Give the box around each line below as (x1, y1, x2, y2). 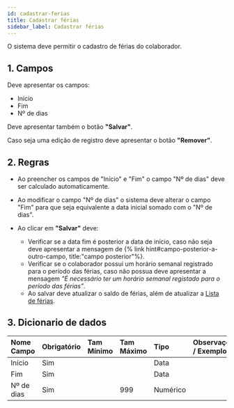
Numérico (153, 384, 187, 394)
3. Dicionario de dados (7, 317, 107, 329)
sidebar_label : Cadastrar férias (7, 23, 104, 30)
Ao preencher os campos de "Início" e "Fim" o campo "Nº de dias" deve (17, 175, 225, 183)
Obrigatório (41, 342, 81, 352)
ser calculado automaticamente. (17, 182, 110, 190)
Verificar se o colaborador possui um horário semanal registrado (27, 260, 214, 268)
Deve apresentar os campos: (7, 81, 91, 89)
